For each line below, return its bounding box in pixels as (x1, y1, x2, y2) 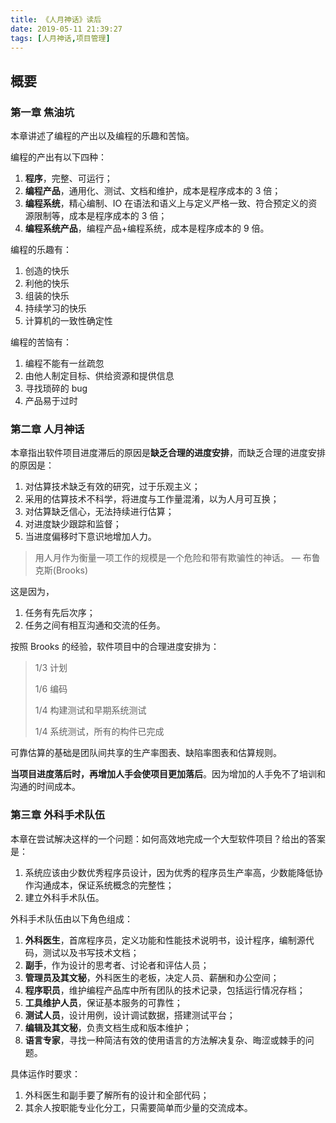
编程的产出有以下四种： (10, 151, 107, 163)
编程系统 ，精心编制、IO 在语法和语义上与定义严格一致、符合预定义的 (24, 197, 309, 210)
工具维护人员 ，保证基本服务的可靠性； (24, 996, 183, 1008)
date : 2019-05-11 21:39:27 (10, 24, 123, 34)
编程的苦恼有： (10, 336, 72, 348)
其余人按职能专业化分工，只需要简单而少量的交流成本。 (24, 1101, 253, 1113)
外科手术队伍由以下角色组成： (10, 912, 133, 925)
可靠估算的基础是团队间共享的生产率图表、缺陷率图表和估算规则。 (10, 747, 282, 759)
